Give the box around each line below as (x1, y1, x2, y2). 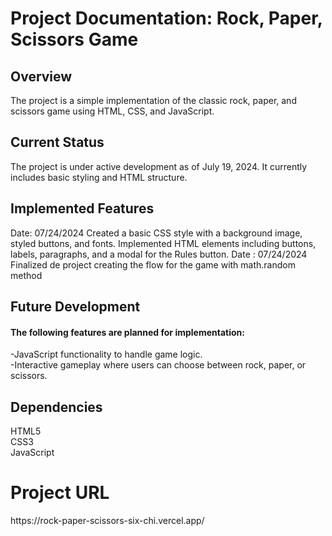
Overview (10, 68, 73, 85)
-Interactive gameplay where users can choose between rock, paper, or (10, 359, 307, 371)
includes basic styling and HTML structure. (10, 171, 188, 183)
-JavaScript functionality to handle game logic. (10, 348, 203, 361)
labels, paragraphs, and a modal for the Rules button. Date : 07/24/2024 (10, 248, 308, 260)
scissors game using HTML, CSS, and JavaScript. (10, 105, 215, 117)
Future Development (10, 298, 141, 316)
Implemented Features (10, 200, 155, 217)
